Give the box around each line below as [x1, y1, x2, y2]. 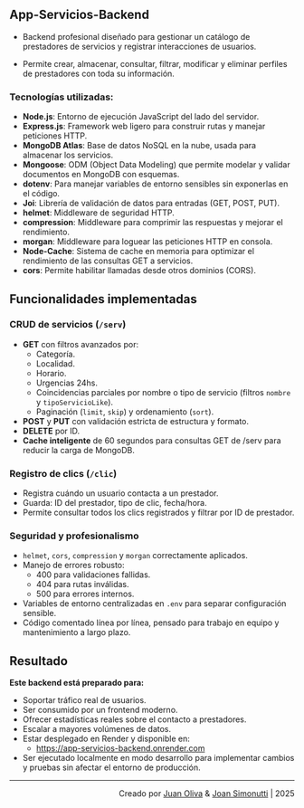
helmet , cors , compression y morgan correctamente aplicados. [22, 550, 249, 561]
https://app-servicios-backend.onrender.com [35, 743, 205, 754]
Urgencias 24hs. [35, 377, 98, 388]
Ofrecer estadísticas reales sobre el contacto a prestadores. [22, 714, 247, 725]
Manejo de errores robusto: [22, 560, 125, 571]
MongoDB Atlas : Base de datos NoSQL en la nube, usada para [22, 140, 256, 151]
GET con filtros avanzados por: [22, 338, 138, 349]
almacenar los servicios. [22, 149, 114, 161]
